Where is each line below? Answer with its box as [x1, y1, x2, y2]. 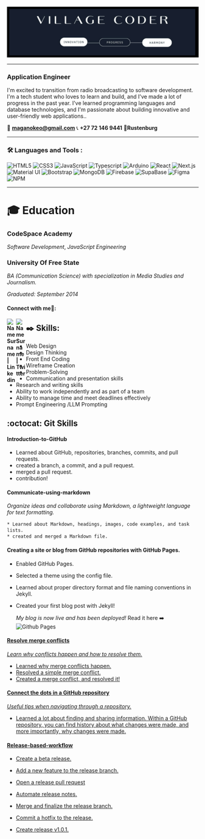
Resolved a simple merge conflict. [15, 669, 101, 676]
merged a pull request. [15, 468, 73, 476]
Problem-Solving [26, 368, 69, 375]
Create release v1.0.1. [15, 826, 69, 834]
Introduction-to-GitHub [7, 435, 68, 442]
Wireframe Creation [26, 361, 75, 369]
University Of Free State [7, 258, 80, 267]
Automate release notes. [15, 791, 78, 798]
